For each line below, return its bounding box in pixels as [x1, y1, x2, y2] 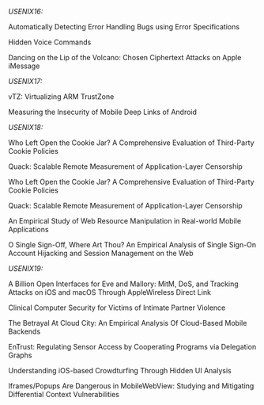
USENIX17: [8, 77, 43, 86]
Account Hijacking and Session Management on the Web [8, 249, 194, 258]
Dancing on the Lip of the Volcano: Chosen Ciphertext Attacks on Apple [8, 53, 242, 62]
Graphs [8, 350, 32, 360]
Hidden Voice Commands [8, 37, 92, 47]
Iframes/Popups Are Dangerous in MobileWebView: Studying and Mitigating [8, 381, 255, 391]
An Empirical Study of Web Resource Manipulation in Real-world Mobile [8, 216, 242, 225]
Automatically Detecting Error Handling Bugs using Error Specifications [8, 22, 239, 31]
